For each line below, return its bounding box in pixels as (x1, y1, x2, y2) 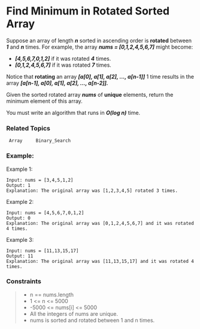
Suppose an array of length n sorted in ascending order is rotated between (6, 37, 192, 44)
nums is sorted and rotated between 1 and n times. (29, 316, 155, 324)
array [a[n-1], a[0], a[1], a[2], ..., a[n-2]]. (6, 79, 109, 87)
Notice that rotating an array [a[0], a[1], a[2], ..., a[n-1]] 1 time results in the (6, 73, 195, 80)
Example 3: (6, 236, 34, 243)
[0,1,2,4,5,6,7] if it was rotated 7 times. (14, 61, 112, 69)
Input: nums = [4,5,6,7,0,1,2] (6, 209, 84, 216)
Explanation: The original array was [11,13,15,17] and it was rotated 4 (6, 258, 195, 264)
